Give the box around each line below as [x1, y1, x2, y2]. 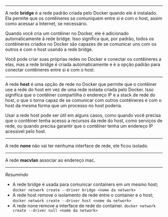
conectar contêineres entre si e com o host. [5, 67, 95, 73]
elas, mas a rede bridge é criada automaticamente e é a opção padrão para [5, 61, 160, 67]
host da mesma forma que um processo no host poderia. [5, 102, 122, 108]
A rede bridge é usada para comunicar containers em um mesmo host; [12, 181, 158, 187]
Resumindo [5, 172, 28, 177]
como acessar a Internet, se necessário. [5, 21, 88, 27]
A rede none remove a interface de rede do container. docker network [12, 203, 156, 208]
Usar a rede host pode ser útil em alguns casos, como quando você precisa [5, 113, 161, 118]
